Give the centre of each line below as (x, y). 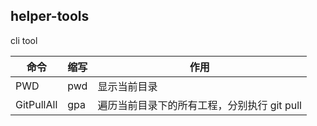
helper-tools (50, 16)
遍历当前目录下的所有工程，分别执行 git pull (199, 105)
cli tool (24, 40)
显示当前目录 (127, 86)
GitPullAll (36, 104)
